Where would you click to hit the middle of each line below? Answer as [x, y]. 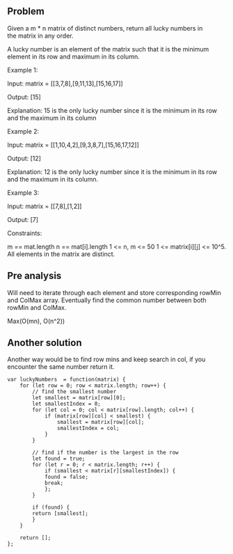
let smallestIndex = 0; [66, 404]
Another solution [45, 343]
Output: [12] [24, 158]
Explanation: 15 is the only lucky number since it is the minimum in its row [112, 110]
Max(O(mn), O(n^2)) [36, 321]
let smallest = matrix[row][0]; [79, 398]
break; [54, 483]
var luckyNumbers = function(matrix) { [67, 380]
